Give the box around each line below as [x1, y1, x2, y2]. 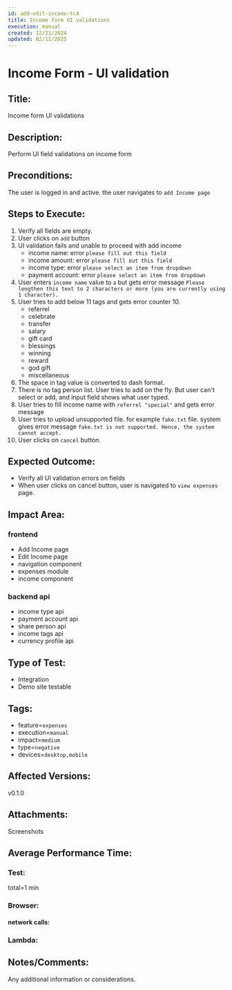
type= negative [17, 742, 60, 751]
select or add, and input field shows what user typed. [17, 393, 170, 401]
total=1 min [8, 884, 39, 892]
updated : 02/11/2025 [8, 36, 68, 43]
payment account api [17, 615, 79, 623]
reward [28, 356, 49, 364]
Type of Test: [8, 657, 66, 669]
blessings [28, 342, 56, 350]
